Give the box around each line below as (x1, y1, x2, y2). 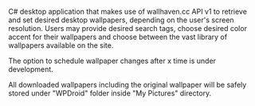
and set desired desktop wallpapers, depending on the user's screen (8, 15, 234, 25)
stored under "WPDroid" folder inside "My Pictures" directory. (8, 88, 212, 98)
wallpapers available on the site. (8, 41, 114, 50)
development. (8, 65, 53, 74)
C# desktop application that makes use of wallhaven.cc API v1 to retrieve (8, 7, 247, 16)
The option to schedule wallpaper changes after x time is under (8, 56, 217, 65)
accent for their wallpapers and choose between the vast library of (8, 32, 228, 41)
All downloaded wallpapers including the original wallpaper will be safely (8, 80, 247, 89)
